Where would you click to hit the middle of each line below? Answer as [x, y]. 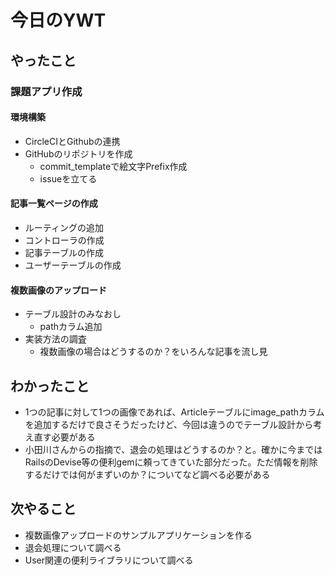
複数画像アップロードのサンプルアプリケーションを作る [138, 535]
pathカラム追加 [71, 327]
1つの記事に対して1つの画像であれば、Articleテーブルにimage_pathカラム [174, 412]
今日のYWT [58, 20]
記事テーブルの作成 [64, 252]
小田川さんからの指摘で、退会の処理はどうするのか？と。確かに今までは [173, 449]
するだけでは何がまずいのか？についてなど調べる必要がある [147, 474]
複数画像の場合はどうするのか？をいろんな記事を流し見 [153, 352]
